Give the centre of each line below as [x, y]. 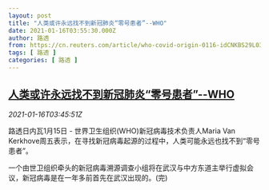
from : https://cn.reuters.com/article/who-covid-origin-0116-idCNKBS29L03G [137, 46]
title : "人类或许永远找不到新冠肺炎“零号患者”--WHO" [88, 23]
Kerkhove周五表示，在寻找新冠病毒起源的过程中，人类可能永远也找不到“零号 [134, 141]
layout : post [30, 16]
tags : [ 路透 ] [32, 53]
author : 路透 [29, 38]
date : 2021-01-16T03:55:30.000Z [62, 30]
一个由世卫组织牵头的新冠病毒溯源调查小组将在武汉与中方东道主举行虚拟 [127, 168]
